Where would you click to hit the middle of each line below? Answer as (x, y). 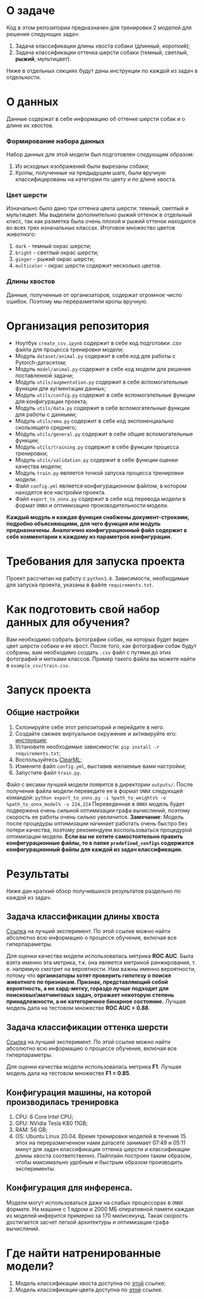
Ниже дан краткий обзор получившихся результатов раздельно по (93, 891)
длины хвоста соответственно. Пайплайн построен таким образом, (104, 1155)
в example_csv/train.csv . (38, 665)
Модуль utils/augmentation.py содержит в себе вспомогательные (101, 382)
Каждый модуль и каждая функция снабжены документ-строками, (98, 517)
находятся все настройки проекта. (61, 492)
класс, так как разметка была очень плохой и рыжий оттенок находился (101, 221)
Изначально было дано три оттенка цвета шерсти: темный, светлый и (97, 208)
